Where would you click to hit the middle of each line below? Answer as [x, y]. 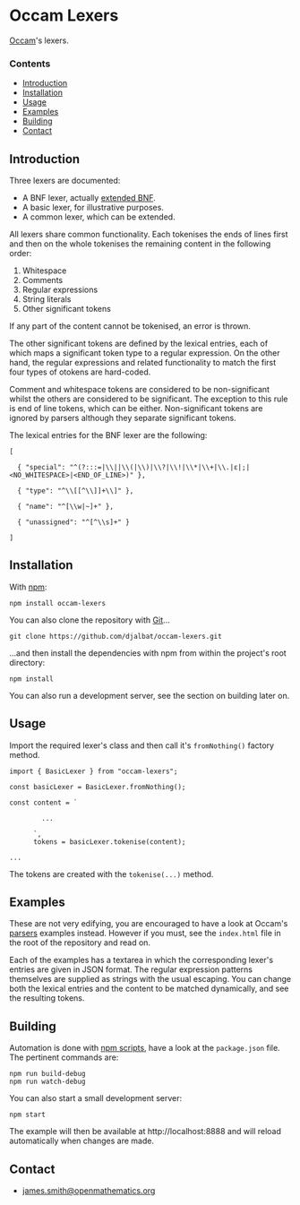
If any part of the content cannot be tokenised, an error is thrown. [130, 326]
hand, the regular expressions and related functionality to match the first [143, 363]
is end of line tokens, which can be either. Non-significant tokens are [136, 409]
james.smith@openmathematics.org [89, 1191]
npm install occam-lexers [57, 603]
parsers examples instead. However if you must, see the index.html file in [145, 934]
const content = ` [43, 803]
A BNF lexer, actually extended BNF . [89, 198]
